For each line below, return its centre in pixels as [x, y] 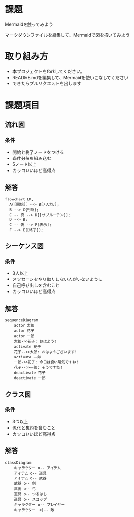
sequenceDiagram [22, 320]
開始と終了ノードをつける [38, 152]
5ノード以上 [24, 164]
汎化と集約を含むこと [34, 428]
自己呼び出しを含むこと [36, 285]
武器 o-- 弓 [25, 489]
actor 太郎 [24, 326]
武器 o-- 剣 [25, 483]
